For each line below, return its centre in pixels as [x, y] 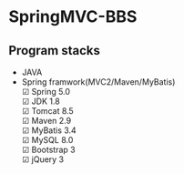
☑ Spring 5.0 [46, 92]
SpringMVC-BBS [73, 17]
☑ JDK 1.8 [41, 101]
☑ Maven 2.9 [46, 121]
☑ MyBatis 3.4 [49, 130]
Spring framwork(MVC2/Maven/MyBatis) [98, 82]
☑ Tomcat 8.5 [47, 111]
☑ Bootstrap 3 [48, 149]
